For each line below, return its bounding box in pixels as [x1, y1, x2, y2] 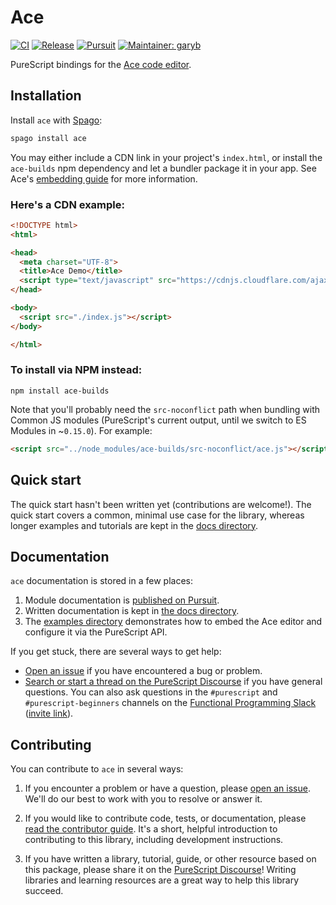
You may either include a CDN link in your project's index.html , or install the [10, 151, 323, 163]
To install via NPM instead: [10, 363, 143, 377]
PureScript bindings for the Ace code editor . [10, 58, 192, 70]
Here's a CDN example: [10, 197, 125, 211]
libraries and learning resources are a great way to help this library [24, 874, 300, 886]
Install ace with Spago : [10, 114, 103, 126]
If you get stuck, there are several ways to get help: [10, 646, 222, 658]
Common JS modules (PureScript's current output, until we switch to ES [10, 414, 307, 426]
